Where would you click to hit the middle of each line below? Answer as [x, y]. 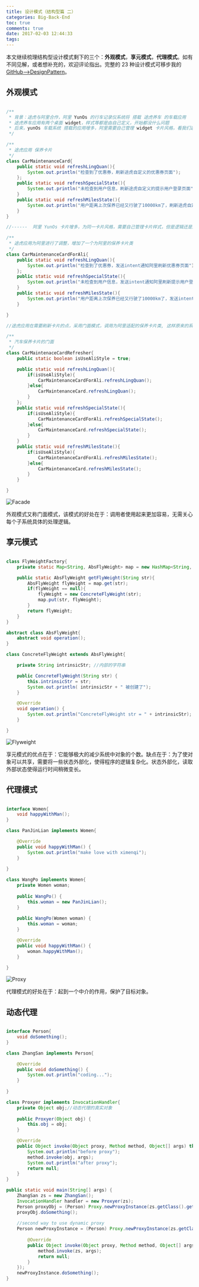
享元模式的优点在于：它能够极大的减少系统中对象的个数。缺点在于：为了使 [97, 754]
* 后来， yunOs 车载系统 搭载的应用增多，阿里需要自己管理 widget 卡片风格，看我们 [99, 128]
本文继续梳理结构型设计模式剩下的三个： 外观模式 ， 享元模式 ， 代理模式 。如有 [99, 57]
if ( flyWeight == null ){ [57, 589]
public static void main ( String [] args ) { [59, 1190]
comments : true [25, 28]
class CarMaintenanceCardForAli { [47, 254]
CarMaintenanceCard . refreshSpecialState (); [92, 430]
